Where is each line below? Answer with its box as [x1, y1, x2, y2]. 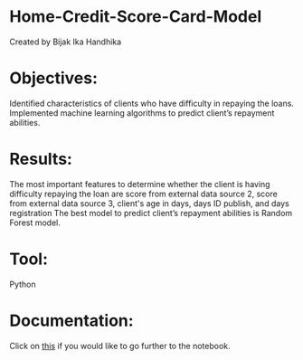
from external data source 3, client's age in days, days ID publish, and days [9, 197, 289, 209]
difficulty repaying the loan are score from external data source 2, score [9, 188, 278, 199]
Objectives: [9, 68, 98, 89]
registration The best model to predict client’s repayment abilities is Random [9, 207, 293, 218]
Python [9, 279, 36, 289]
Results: [9, 149, 72, 169]
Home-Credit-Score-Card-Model [9, 6, 262, 27]
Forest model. [9, 217, 62, 228]
